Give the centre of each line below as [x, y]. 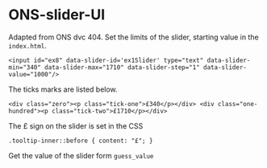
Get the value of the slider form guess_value [81, 155]
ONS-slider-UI [57, 15]
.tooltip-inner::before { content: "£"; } [81, 141]
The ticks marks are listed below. [63, 89]
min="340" [25, 67]
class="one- [238, 104]
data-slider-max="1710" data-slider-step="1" [122, 67]
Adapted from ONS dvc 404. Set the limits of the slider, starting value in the [134, 37]
